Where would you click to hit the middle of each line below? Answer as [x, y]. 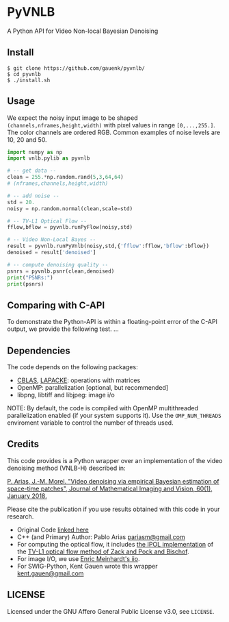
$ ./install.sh [29, 80]
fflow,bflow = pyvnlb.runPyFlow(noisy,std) [70, 227]
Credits [23, 444]
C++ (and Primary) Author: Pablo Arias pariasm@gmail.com [101, 537]
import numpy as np [35, 152]
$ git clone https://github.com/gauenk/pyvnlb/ [76, 68]
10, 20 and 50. [27, 139]
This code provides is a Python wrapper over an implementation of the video [115, 460]
